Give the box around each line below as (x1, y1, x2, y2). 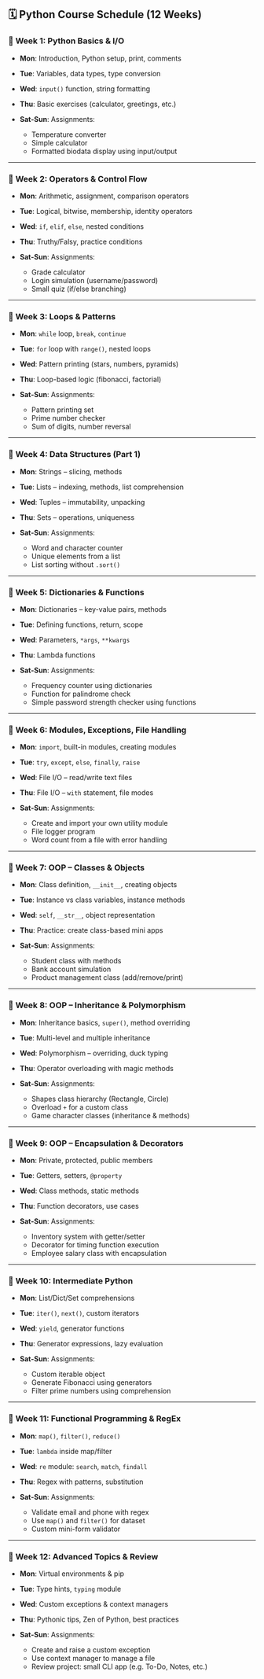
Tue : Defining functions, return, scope (19, 620, 144, 629)
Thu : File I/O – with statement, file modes (19, 788, 154, 797)
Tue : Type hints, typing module (19, 1584, 122, 1593)
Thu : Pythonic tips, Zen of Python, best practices (19, 1615, 179, 1624)
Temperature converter (31, 130, 107, 139)
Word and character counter (31, 543, 123, 552)
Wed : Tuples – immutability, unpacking (19, 497, 145, 506)
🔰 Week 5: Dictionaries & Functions (8, 587, 145, 598)
